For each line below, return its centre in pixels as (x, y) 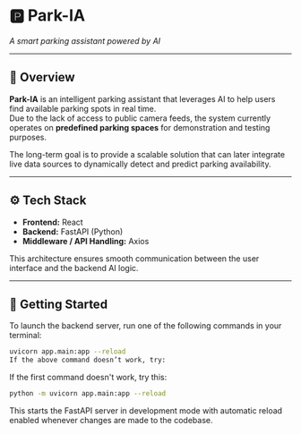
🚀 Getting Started (59, 304)
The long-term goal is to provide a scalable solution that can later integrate (147, 154)
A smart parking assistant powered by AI (85, 40)
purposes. (28, 137)
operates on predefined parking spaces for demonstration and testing (140, 127)
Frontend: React (52, 222)
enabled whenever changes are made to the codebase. (111, 420)
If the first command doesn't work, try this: (88, 378)
